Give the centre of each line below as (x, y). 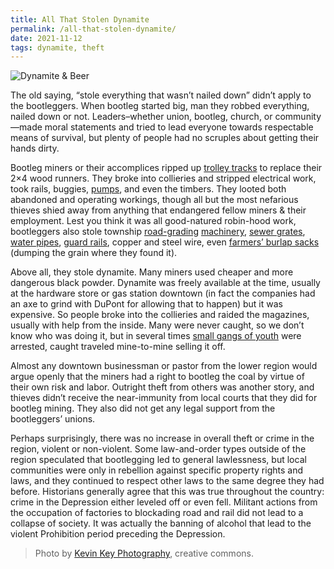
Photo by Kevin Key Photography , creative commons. (144, 553)
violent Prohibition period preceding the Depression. (118, 534)
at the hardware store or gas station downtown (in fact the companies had (163, 293)
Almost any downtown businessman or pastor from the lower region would (164, 366)
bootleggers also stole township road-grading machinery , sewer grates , (158, 232)
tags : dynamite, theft (57, 47)
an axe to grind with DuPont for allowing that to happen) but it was (146, 304)
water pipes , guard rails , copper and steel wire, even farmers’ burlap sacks (165, 242)
